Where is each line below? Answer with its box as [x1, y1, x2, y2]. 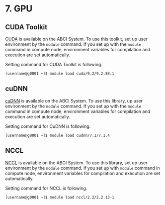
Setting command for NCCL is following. [5, 185, 87, 191]
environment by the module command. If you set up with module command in [5, 165, 160, 171]
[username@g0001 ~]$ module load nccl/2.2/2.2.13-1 [5, 195, 114, 200]
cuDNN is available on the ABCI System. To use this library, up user [5, 98, 143, 103]
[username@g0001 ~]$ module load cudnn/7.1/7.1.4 [5, 133, 110, 138]
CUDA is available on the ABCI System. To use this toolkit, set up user [5, 36, 148, 42]
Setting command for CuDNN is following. [5, 123, 91, 129]
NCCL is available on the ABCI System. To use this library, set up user [5, 160, 148, 166]
